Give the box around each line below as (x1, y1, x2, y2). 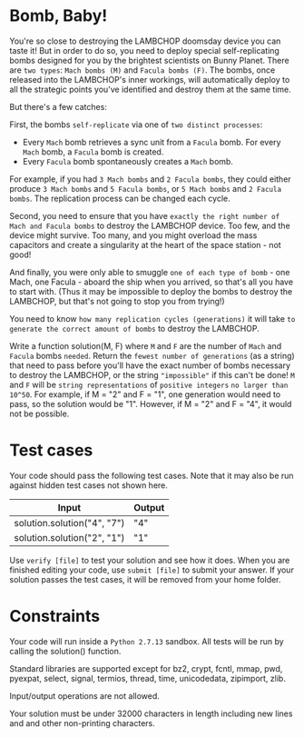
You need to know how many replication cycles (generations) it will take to (9, 313, 296, 324)
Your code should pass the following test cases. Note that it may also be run (9, 470, 294, 481)
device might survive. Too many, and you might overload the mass (9, 229, 258, 241)
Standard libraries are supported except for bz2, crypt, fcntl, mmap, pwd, (9, 663, 283, 673)
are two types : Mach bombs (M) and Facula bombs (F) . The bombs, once (9, 65, 276, 75)
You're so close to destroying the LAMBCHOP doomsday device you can (9, 35, 281, 46)
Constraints (9, 606, 101, 627)
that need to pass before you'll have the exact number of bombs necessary (9, 360, 291, 371)
